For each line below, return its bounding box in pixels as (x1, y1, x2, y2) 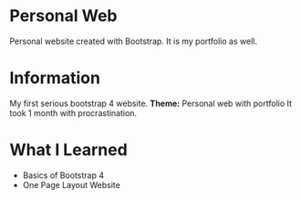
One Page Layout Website (22, 179, 120, 190)
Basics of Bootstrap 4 (22, 170, 105, 181)
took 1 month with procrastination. (9, 107, 138, 119)
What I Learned (9, 140, 128, 161)
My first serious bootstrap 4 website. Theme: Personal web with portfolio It (9, 98, 293, 109)
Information (9, 68, 100, 89)
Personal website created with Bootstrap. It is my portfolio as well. (9, 36, 258, 47)
